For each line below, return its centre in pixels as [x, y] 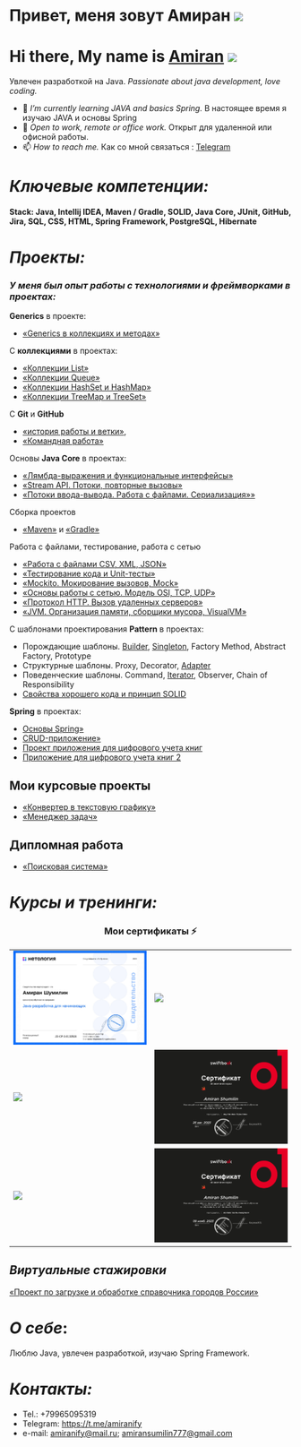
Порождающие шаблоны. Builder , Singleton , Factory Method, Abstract [154, 647]
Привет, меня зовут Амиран [120, 16]
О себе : [39, 1328]
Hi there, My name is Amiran [117, 57]
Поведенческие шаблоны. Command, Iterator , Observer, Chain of [145, 675]
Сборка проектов [43, 512]
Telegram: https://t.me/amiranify [82, 1423]
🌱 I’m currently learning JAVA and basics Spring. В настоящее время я [154, 108]
